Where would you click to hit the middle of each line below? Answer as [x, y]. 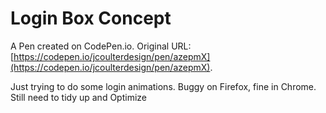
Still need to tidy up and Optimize [78, 97]
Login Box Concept [91, 18]
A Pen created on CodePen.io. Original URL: [101, 46]
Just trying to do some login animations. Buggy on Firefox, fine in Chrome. [163, 86]
